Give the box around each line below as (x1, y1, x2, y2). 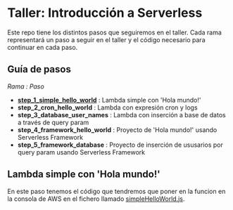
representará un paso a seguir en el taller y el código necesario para (7, 35, 206, 44)
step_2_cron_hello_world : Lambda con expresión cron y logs (17, 103, 199, 112)
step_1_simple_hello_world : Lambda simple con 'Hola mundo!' (17, 96, 201, 104)
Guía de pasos (7, 63, 72, 75)
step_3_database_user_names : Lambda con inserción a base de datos (17, 110, 227, 119)
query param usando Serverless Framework (17, 147, 146, 156)
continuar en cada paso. (7, 43, 78, 51)
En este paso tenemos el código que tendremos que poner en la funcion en (7, 187, 226, 195)
